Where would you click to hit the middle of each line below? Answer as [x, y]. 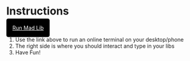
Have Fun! [28, 52]
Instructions [38, 11]
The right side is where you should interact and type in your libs [95, 46]
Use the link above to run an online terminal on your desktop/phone [99, 39]
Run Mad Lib [28, 28]
